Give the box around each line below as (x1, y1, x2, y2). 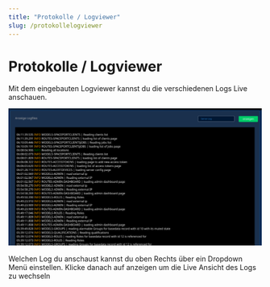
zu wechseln (8, 271, 51, 281)
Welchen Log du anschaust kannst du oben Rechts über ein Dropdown (8, 254, 243, 264)
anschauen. (8, 93, 48, 102)
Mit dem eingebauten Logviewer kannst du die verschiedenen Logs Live (8, 84, 248, 94)
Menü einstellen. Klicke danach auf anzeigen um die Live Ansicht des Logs (8, 262, 256, 272)
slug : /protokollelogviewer (8, 21, 103, 30)
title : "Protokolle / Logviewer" (8, 13, 121, 21)
